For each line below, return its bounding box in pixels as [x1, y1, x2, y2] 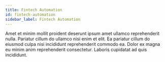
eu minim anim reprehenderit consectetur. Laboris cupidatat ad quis [5, 46, 147, 53]
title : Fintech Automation [5, 7, 62, 13]
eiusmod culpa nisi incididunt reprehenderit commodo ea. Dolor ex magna [5, 41, 160, 47]
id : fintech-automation [5, 12, 56, 17]
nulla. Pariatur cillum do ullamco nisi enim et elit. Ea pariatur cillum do [5, 36, 150, 42]
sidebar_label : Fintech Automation [5, 17, 81, 22]
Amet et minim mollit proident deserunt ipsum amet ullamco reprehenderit [5, 31, 160, 37]
